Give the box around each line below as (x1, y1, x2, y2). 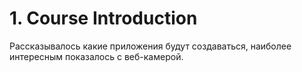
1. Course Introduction (9, 7, 198, 30)
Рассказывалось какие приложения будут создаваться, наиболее (9, 40, 292, 52)
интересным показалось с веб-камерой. (9, 50, 184, 62)
